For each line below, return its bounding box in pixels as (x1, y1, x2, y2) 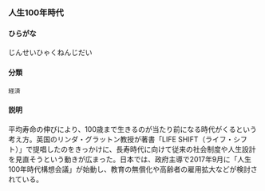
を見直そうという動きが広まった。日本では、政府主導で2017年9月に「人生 (8, 154, 252, 164)
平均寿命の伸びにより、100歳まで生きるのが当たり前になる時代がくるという (8, 124, 257, 133)
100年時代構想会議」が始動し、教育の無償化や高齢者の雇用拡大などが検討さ (8, 164, 258, 173)
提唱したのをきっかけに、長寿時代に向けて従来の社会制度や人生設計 (32, 144, 257, 153)
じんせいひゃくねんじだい (8, 48, 93, 58)
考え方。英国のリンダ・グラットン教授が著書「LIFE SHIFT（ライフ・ (8, 134, 234, 144)
